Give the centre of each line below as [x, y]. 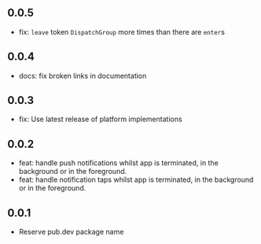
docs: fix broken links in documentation [83, 76]
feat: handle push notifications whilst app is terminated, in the [119, 163]
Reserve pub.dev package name [71, 232]
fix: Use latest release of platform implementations [100, 119]
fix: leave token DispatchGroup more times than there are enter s [122, 31]
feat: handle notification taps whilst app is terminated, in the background [136, 179]
